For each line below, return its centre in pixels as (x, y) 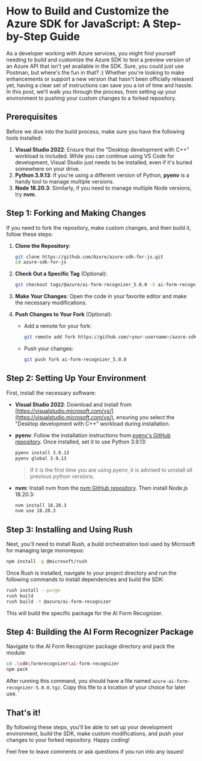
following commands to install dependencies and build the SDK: (85, 579)
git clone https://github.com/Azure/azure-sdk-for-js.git (89, 257)
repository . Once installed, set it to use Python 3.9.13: (81, 442)
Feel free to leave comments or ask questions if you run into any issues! (95, 751)
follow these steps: (29, 234)
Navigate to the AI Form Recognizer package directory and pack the (90, 646)
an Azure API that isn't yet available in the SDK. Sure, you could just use (95, 66)
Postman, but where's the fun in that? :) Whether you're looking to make (95, 72)
